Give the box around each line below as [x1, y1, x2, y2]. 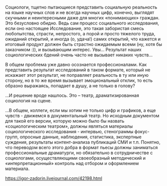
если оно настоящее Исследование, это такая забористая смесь [5, 25, 144, 31]
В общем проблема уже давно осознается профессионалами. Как [5, 62, 147, 67]
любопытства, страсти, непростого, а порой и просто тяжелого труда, [5, 31, 156, 36]
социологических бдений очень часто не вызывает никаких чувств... [5, 52, 153, 58]
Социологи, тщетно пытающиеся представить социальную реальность [5, 4, 158, 10]
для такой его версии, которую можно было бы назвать [5, 118, 125, 124]
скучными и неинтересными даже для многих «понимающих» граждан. [5, 15, 160, 20]
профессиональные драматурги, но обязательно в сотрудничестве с [5, 150, 153, 156]
